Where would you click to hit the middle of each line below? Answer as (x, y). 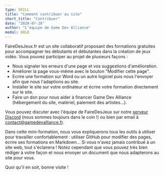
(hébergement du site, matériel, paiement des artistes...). (70, 102)
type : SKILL (17, 10)
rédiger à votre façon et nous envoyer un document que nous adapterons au (82, 153)
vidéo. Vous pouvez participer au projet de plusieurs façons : (67, 56)
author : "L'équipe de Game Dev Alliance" (48, 28)
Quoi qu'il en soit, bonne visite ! (37, 167)
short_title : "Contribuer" (33, 19)
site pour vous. (20, 158)
